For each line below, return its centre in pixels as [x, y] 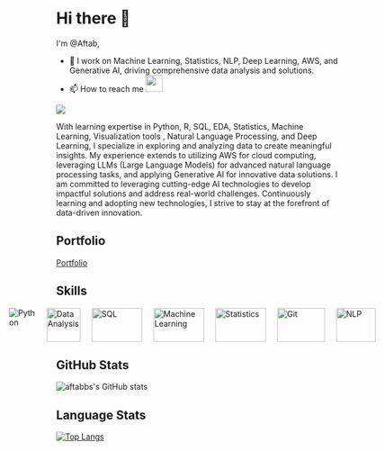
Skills [72, 291]
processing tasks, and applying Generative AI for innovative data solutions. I [197, 174]
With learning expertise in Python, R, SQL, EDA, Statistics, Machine [180, 126]
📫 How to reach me [106, 88]
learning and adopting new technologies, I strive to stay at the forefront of [193, 203]
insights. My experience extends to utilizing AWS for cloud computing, [186, 155]
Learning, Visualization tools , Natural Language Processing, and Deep [187, 136]
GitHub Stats [93, 365]
